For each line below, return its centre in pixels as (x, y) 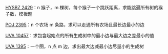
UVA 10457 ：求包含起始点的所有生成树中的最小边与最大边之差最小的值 (80, 35)
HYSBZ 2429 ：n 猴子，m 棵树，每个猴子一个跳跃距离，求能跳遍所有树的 (82, 7)
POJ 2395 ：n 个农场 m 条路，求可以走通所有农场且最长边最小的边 (75, 25)
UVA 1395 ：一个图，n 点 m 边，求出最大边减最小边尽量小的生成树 (75, 46)
